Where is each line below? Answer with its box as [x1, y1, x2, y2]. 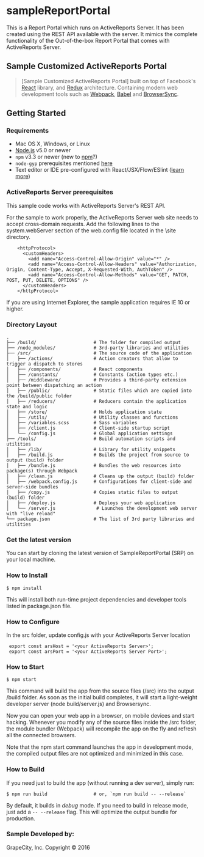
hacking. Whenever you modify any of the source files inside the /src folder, [6, 719, 197, 726]
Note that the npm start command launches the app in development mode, [6, 743, 194, 751]
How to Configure [6, 617, 60, 626]
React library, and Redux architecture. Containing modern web [21, 84, 178, 91]
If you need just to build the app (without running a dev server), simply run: [6, 779, 194, 786]
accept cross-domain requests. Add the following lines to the [6, 220, 160, 227]
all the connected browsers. [6, 732, 77, 739]
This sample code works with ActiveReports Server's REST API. [6, 202, 166, 209]
